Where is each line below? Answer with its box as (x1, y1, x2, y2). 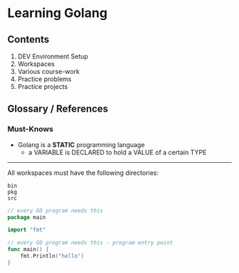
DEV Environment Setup (17, 52, 89, 60)
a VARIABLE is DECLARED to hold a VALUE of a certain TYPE (28, 148, 207, 156)
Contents (7, 33, 50, 45)
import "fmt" (7, 226, 46, 234)
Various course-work (17, 68, 80, 75)
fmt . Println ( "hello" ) (20, 252, 84, 260)
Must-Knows (7, 124, 53, 134)
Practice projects (17, 82, 68, 90)
